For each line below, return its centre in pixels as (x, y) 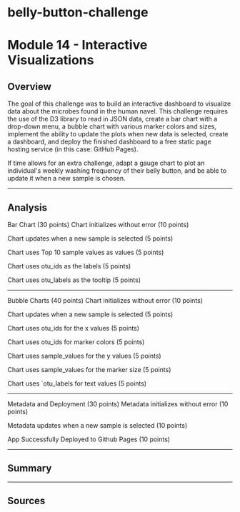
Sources (26, 501)
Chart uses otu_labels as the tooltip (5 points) (74, 280)
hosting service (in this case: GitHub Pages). (73, 149)
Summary (30, 468)
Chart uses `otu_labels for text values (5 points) (77, 383)
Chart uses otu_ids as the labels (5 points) (69, 266)
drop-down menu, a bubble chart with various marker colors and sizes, (112, 126)
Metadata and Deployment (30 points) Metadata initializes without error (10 (118, 404)
